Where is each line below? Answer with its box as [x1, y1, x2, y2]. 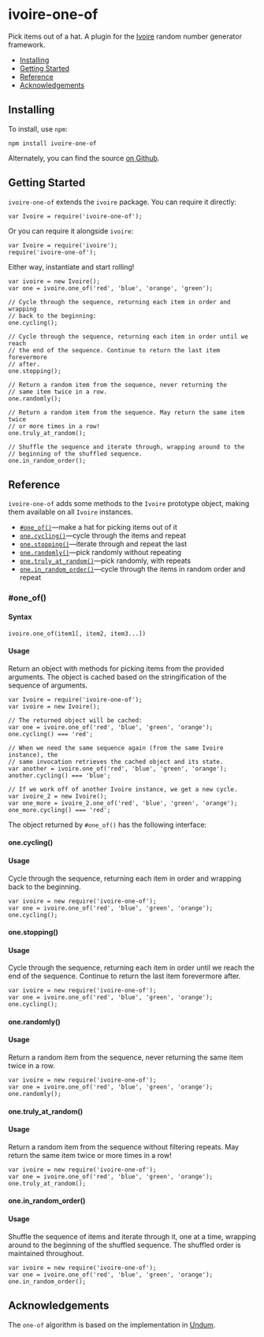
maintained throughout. [8, 1248, 84, 1258]
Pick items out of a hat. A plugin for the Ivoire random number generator [8, 32, 243, 41]
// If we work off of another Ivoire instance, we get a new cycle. [8, 785, 238, 793]
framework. [8, 39, 46, 49]
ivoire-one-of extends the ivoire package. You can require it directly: [8, 197, 237, 207]
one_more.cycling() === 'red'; [8, 806, 111, 814]
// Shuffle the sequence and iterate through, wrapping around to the [8, 443, 245, 451]
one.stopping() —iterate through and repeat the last [19, 539, 188, 549]
